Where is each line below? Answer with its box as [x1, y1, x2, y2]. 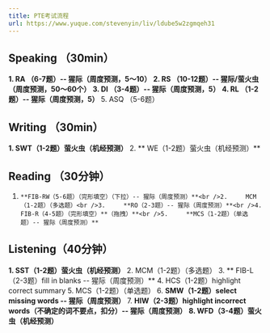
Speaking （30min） [8, 51, 115, 65]
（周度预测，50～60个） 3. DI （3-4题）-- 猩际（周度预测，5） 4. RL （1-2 [8, 84, 259, 94]
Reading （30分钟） [8, 169, 111, 183]
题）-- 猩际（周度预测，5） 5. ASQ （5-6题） [8, 95, 159, 104]
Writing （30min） [8, 120, 103, 134]
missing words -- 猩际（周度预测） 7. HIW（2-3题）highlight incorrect [8, 296, 247, 306]
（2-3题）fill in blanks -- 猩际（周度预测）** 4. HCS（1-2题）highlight [8, 276, 241, 285]
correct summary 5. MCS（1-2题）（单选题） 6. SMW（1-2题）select [8, 285, 237, 295]
